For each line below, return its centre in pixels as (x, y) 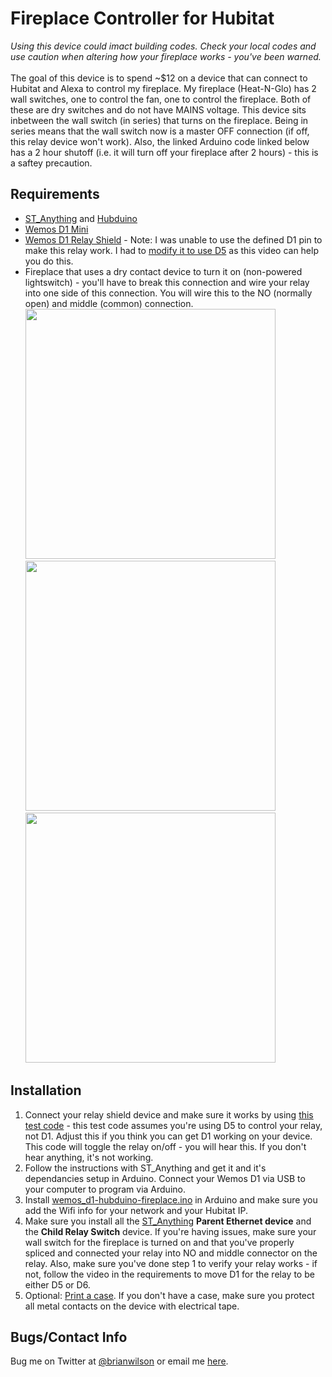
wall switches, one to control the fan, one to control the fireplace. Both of (161, 99)
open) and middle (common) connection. (109, 303)
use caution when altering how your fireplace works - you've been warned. (166, 56)
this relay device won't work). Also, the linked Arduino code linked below (160, 141)
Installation (46, 1090)
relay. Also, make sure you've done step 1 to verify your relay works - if (171, 1263)
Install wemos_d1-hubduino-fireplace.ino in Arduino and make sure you (171, 1199)
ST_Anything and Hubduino (81, 218)
